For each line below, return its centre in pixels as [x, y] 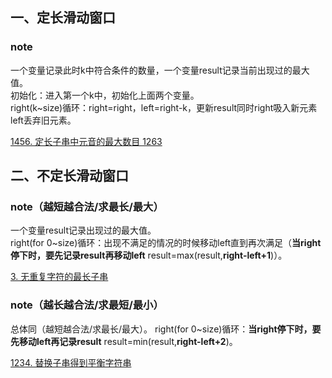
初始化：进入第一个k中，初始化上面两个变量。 [105, 95]
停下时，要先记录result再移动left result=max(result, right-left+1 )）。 [149, 255]
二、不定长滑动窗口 [69, 176]
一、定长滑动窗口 [63, 18]
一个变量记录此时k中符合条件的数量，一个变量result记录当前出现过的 [151, 70]
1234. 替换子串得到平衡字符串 [71, 362]
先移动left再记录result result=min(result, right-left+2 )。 [124, 341]
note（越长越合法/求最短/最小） [87, 305]
